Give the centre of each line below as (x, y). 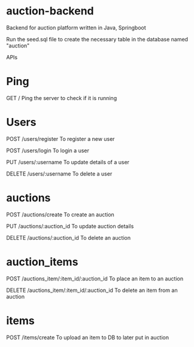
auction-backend (50, 11)
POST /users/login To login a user (48, 150)
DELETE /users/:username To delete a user (59, 173)
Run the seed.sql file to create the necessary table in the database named (97, 39)
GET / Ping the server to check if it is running (62, 98)
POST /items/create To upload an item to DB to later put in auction (88, 337)
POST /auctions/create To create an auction (60, 215)
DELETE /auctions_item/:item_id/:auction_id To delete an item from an (92, 290)
